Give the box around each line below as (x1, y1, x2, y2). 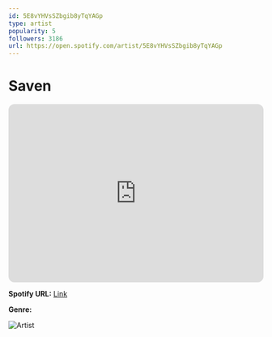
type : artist (8, 19, 53, 28)
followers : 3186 (8, 34, 63, 43)
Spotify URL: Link (8, 289, 68, 299)
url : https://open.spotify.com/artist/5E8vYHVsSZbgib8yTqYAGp (8, 42, 223, 50)
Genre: (8, 305, 32, 314)
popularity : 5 (8, 27, 57, 35)
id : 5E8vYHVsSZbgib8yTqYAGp (8, 11, 104, 20)
